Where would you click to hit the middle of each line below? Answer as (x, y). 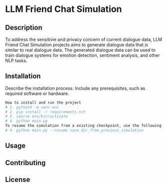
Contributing (25, 163)
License (18, 180)
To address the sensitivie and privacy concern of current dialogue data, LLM (84, 39)
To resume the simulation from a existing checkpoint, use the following (83, 126)
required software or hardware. (37, 93)
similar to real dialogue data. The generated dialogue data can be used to (81, 50)
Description (24, 28)
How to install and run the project (43, 102)
